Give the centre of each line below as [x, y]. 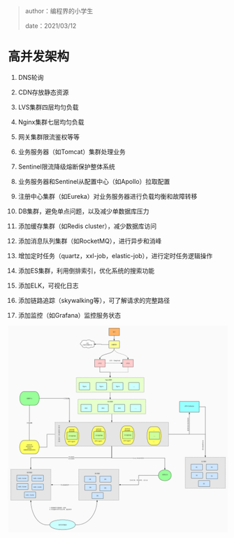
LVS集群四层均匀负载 [48, 107]
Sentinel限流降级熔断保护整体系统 [67, 167]
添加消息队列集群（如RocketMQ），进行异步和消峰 [90, 241]
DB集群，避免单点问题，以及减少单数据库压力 [83, 211]
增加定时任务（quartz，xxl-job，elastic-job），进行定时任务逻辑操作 [115, 255]
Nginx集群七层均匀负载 [51, 122]
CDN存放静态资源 [43, 92]
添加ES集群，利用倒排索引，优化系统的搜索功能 [86, 270]
